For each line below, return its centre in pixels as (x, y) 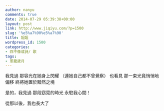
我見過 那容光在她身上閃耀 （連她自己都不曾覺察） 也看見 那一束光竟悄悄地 (82, 76)
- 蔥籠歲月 (15, 61)
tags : (11, 56)
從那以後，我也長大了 (27, 103)
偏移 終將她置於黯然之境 (30, 82)
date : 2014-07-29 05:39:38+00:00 (40, 19)
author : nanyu (20, 10)
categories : (17, 47)
